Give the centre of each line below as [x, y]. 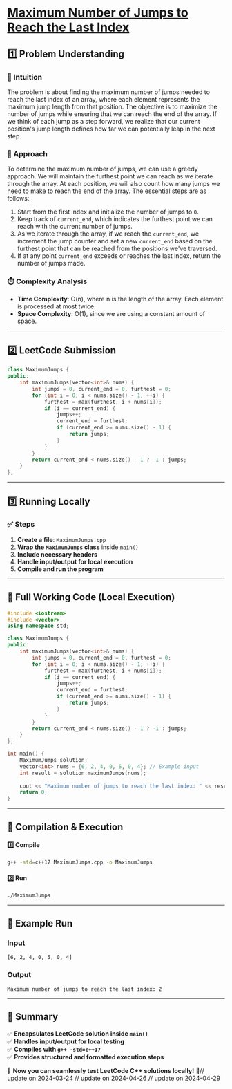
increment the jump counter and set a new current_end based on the [115, 241]
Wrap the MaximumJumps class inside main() [78, 547]
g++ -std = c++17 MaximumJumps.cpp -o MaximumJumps [80, 862]
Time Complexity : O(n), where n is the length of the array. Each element [120, 299]
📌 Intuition [25, 77]
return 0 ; [34, 792]
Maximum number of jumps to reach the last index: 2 [85, 989]
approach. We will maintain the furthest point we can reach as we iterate [110, 176]
